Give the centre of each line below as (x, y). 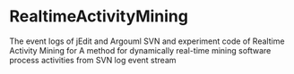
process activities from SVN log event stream (93, 60)
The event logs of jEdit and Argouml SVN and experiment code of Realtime (147, 41)
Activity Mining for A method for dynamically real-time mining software (140, 50)
